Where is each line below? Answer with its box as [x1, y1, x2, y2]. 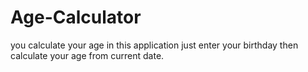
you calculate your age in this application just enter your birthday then [10, 39, 299, 51]
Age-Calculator [10, 6, 142, 29]
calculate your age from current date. [10, 49, 165, 61]
